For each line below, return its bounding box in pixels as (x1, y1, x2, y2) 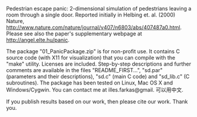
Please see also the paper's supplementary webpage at (6, 30, 142, 37)
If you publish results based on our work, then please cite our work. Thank (6, 98, 188, 105)
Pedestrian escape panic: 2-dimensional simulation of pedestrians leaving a (6, 5, 192, 12)
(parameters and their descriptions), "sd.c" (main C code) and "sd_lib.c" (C (6, 73, 190, 80)
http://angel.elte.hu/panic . (6, 37, 70, 43)
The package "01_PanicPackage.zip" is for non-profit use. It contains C (6, 48, 180, 55)
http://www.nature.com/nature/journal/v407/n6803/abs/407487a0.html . (6, 24, 182, 31)
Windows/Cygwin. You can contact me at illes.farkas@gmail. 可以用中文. (6, 86, 184, 93)
